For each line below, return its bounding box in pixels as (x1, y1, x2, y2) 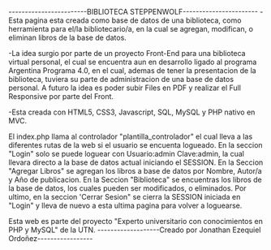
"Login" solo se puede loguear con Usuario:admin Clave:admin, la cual (8, 149, 245, 158)
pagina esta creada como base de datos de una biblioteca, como (24, 15, 242, 25)
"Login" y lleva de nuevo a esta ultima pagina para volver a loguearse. (8, 200, 243, 210)
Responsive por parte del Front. (8, 92, 114, 101)
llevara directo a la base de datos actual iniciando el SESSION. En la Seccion (8, 157, 264, 167)
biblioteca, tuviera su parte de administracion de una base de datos (8, 75, 234, 84)
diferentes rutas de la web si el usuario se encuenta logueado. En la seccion (8, 140, 263, 149)
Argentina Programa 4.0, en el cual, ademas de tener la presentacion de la (8, 66, 257, 75)
